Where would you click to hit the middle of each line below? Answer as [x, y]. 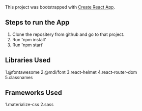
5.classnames [19, 77]
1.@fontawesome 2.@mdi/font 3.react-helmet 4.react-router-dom [71, 72]
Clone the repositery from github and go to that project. [68, 34]
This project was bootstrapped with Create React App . [60, 7]
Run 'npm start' [28, 45]
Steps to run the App [37, 22]
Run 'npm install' [29, 39]
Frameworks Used [34, 93]
